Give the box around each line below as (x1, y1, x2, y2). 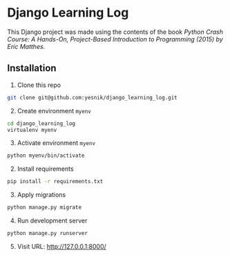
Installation (7, 62, 57, 74)
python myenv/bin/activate (7, 152, 85, 160)
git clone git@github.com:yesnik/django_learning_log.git (7, 94, 178, 101)
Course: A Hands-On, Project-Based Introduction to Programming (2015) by (7, 35, 223, 43)
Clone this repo (17, 81, 61, 89)
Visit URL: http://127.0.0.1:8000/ (17, 242, 107, 250)
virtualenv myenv (7, 126, 57, 133)
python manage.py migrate (7, 204, 82, 211)
